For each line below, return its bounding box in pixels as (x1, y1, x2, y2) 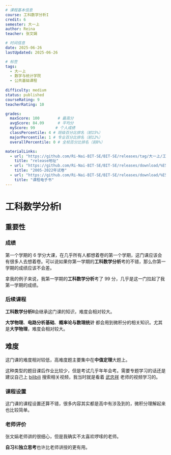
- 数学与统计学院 (10, 74, 41, 79)
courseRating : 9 (5, 97, 40, 102)
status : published (5, 92, 44, 98)
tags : (5, 64, 17, 69)
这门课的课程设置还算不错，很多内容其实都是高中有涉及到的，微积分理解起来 (5, 400, 166, 406)
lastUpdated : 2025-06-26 (5, 50, 58, 55)
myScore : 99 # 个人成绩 (10, 126, 75, 131)
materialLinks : (5, 149, 38, 154)
